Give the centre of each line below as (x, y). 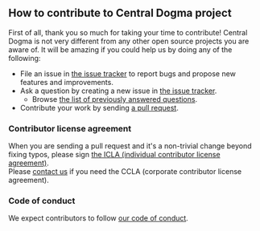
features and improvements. (67, 82)
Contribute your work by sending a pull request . (99, 107)
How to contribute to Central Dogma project (120, 13)
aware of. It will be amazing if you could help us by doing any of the (120, 49)
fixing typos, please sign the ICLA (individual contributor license (114, 155)
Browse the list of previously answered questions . (115, 99)
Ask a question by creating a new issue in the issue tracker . (118, 91)
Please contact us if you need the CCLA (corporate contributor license (125, 172)
